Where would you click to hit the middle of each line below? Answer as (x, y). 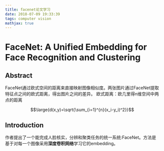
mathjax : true (20, 23)
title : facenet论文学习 (28, 9)
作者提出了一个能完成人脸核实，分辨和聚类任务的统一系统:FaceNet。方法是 (81, 137)
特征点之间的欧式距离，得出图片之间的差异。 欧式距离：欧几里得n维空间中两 (82, 94)
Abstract (19, 75)
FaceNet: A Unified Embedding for (76, 47)
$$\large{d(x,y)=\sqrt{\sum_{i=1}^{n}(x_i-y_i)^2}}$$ (82, 110)
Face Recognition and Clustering (73, 58)
